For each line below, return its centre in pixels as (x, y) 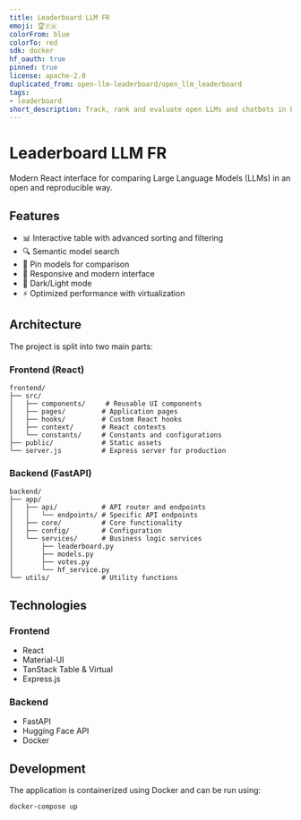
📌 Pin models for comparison (76, 264)
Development (48, 769)
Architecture (46, 325)
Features (34, 216)
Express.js (41, 679)
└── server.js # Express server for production (118, 451)
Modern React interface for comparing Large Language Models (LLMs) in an (150, 178)
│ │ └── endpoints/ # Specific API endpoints (104, 516)
